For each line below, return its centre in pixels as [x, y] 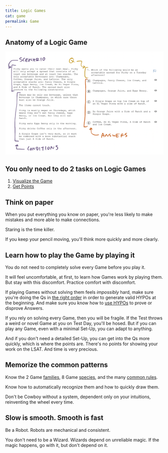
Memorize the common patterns [56, 365]
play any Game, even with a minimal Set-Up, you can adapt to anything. [79, 329]
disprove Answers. [25, 308]
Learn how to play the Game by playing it [70, 255]
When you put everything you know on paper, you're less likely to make [79, 215]
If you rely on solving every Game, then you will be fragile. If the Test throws [84, 318]
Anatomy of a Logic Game [46, 42]
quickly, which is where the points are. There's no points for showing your [81, 344]
